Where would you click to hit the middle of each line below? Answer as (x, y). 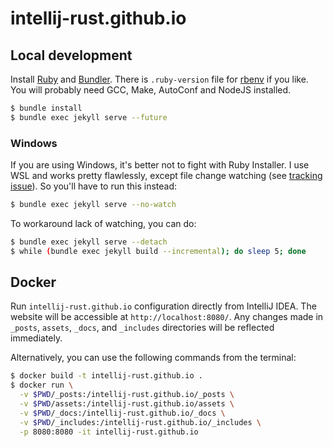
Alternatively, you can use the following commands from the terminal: (153, 358)
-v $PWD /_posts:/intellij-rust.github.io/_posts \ (127, 395)
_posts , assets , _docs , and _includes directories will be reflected (142, 328)
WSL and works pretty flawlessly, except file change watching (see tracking (166, 176)
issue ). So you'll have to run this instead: (94, 186)
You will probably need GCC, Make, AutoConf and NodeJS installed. (151, 90)
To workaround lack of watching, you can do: (103, 223)
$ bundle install (46, 108)
